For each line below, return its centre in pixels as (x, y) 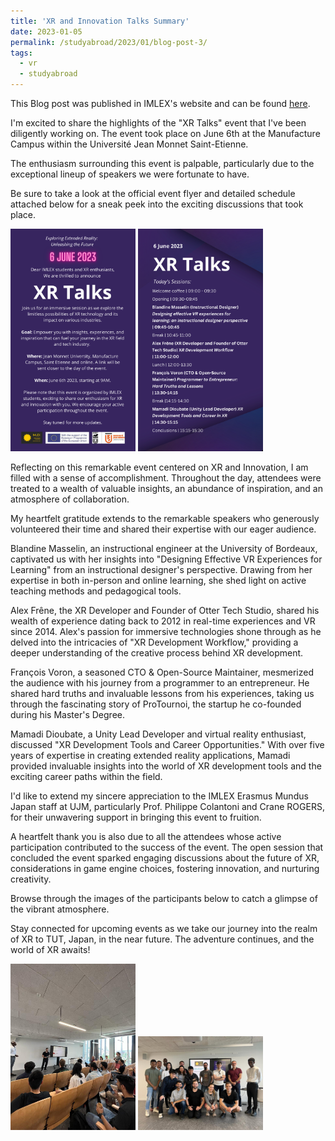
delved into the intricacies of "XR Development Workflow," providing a (154, 642)
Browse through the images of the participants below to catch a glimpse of (164, 898)
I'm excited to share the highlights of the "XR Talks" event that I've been (158, 123)
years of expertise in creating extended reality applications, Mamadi (150, 755)
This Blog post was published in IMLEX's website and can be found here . (160, 103)
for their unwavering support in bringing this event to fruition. (136, 817)
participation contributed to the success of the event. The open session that (167, 847)
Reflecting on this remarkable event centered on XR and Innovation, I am (159, 467)
